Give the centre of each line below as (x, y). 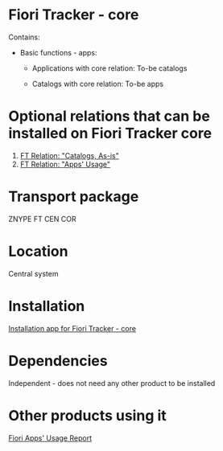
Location (38, 252)
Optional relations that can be (109, 116)
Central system (33, 273)
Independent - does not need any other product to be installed (112, 383)
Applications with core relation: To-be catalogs (109, 68)
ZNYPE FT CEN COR (42, 219)
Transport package (74, 197)
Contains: (24, 37)
